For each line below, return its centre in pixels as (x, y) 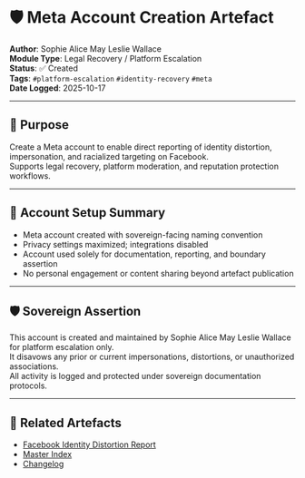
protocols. (29, 385)
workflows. (30, 176)
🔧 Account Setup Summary (88, 213)
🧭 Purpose (39, 125)
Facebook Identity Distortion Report (89, 444)
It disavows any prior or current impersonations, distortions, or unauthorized (152, 357)
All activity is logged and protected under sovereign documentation (135, 376)
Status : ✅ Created (44, 68)
